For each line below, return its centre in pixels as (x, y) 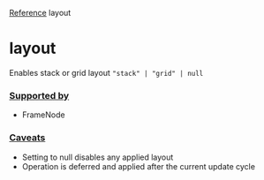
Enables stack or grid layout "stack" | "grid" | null (106, 72)
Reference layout (40, 13)
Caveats (27, 138)
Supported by (39, 95)
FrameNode (43, 115)
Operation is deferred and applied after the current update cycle (139, 166)
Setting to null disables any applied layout (98, 157)
